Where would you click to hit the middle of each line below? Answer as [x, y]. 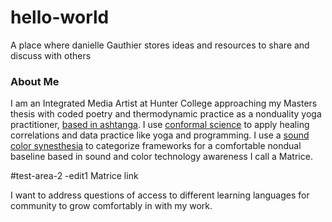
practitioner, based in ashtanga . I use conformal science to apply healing [160, 125]
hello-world [60, 17]
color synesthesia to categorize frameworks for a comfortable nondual [156, 146]
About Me [35, 81]
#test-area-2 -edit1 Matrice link [74, 176]
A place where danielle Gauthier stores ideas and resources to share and [160, 45]
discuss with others [51, 55]
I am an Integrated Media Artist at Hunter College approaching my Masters [164, 103]
